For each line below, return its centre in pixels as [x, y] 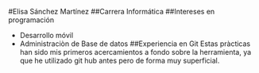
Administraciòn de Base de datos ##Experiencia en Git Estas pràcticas [135, 44]
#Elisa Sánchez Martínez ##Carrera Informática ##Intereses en [112, 12]
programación [31, 20]
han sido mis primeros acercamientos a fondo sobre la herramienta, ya [135, 52]
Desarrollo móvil [46, 35]
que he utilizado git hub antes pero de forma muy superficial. [120, 60]
